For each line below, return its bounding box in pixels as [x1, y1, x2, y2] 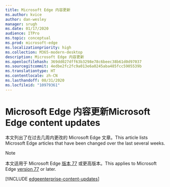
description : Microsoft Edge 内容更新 [5, 54, 85, 60]
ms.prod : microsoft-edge [5, 40, 58, 45]
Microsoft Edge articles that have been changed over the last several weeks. [5, 140, 165, 146]
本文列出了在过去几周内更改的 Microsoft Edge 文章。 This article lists [5, 134, 148, 141]
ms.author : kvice [5, 12, 42, 17]
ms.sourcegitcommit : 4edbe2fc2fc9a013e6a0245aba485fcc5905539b [5, 64, 142, 69]
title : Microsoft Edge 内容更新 [5, 7, 71, 13]
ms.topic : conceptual [5, 36, 51, 41]
